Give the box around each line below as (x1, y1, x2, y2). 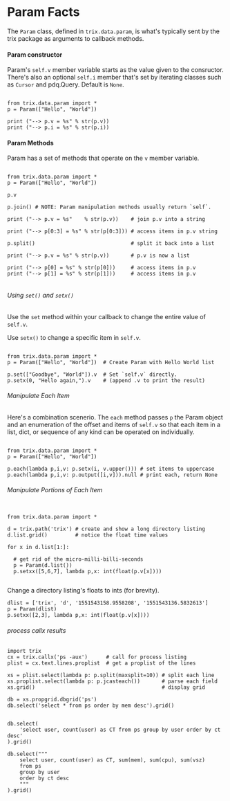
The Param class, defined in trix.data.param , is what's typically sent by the (7, 27, 220, 35)
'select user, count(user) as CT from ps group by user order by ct (19, 726, 221, 734)
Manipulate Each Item (7, 392, 70, 400)
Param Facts (7, 4, 80, 20)
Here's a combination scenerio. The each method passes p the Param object (7, 413, 223, 421)
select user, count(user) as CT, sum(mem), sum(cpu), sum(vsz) (19, 757, 206, 764)
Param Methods (7, 138, 54, 147)
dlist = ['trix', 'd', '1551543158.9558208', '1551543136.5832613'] (7, 600, 209, 606)
